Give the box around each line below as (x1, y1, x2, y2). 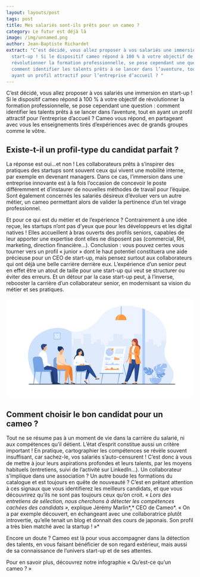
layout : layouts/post (6, 10, 60, 15)
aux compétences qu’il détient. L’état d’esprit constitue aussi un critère (6, 441, 180, 448)
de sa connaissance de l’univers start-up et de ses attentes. (6, 547, 153, 554)
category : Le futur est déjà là (6, 29, 86, 35)
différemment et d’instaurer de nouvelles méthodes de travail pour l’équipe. (6, 186, 191, 193)
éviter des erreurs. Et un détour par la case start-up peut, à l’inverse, (6, 273, 174, 280)
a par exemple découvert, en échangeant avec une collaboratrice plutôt (6, 510, 182, 517)
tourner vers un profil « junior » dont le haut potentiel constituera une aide (6, 248, 187, 255)
